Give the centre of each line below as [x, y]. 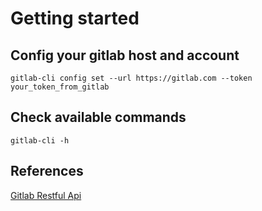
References [47, 171]
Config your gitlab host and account [125, 55]
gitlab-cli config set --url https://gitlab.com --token [131, 78]
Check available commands [98, 117]
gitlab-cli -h [40, 140]
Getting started [75, 18]
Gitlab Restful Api [46, 195]
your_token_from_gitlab [60, 87]
